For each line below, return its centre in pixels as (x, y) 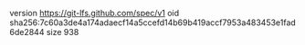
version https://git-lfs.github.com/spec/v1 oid (95, 13)
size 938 (63, 32)
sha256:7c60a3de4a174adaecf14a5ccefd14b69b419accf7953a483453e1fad (153, 22)
